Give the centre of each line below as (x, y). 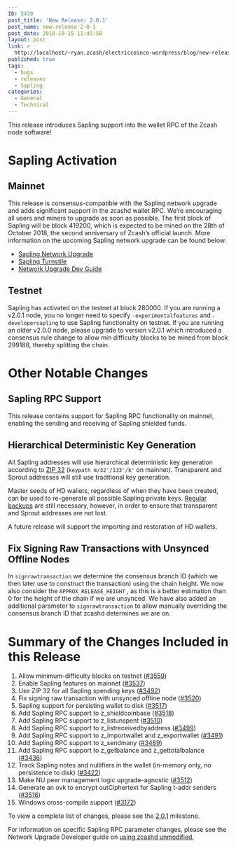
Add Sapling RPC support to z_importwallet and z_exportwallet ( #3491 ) (120, 735)
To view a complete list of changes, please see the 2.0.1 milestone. (104, 816)
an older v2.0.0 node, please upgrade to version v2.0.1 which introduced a (115, 330)
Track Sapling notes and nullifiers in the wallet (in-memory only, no (115, 765)
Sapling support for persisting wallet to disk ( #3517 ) (92, 706)
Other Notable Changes (78, 373)
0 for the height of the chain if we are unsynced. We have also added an (112, 599)
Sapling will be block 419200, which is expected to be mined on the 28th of (116, 225)
